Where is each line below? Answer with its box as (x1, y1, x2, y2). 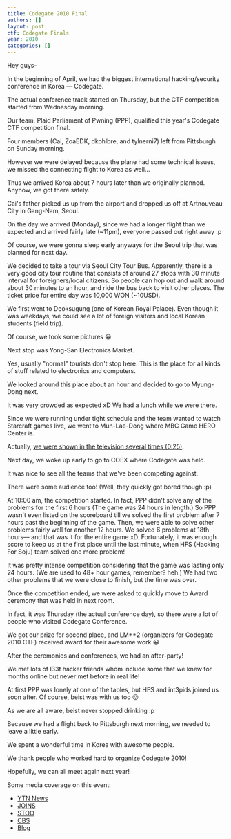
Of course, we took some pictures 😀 (7, 333, 112, 341)
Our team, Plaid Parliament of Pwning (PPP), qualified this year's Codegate (7, 116, 219, 125)
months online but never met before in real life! (7, 672, 140, 680)
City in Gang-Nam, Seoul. (7, 207, 80, 215)
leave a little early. (7, 728, 59, 735)
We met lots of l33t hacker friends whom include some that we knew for (7, 665, 212, 673)
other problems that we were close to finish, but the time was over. (7, 576, 197, 584)
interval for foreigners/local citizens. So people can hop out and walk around (7, 276, 225, 285)
